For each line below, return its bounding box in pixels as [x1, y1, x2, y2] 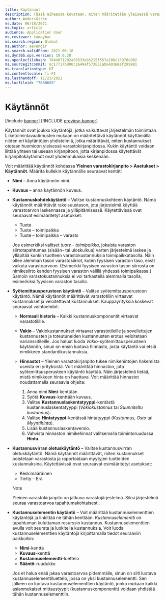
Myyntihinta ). [27, 420, 54, 426]
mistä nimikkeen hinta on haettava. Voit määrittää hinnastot [19, 374, 139, 380]
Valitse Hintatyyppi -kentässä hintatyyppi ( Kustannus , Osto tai [27, 415, 153, 421]
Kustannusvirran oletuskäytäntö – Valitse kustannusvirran [12, 445, 132, 451]
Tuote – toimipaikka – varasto [19, 232, 79, 238]
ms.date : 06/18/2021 [5, 21, 48, 26]
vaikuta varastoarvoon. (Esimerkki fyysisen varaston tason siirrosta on [12, 262, 155, 268]
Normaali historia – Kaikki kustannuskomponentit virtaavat [19, 313, 138, 319]
